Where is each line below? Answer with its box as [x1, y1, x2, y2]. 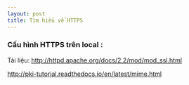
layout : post [7, 10, 46, 18]
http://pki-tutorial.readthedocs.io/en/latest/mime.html [7, 70, 162, 78]
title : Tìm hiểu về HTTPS [7, 17, 83, 24]
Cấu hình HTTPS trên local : [7, 40, 103, 50]
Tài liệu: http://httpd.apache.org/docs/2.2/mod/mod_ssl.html [7, 55, 183, 64]
